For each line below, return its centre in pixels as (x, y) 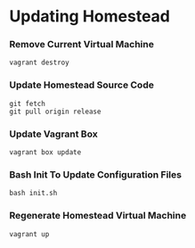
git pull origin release (55, 112)
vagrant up (29, 234)
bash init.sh (33, 194)
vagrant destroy (39, 63)
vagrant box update (45, 153)
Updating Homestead (90, 17)
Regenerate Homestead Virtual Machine (98, 216)
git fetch (28, 103)
